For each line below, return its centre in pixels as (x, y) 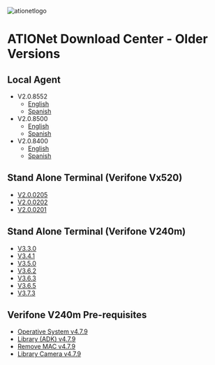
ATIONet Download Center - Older (107, 39)
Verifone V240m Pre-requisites (77, 315)
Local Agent (34, 79)
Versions (34, 54)
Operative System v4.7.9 (53, 331)
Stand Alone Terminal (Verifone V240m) (97, 232)
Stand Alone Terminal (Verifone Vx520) (95, 178)
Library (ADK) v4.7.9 (46, 339)
